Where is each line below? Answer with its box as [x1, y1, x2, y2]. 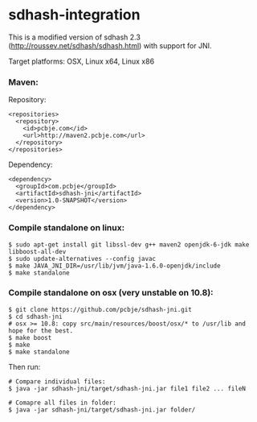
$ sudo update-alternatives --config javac [8, 254, 157, 263]
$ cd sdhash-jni [8, 312, 63, 321]
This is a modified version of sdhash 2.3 [8, 32, 141, 42]
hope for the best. [8, 326, 74, 335]
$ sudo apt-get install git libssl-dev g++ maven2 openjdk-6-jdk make [8, 240, 250, 249]
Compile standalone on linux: [8, 222, 125, 234]
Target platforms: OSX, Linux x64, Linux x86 [8, 56, 155, 66]
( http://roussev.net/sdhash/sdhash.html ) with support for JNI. [8, 40, 212, 50]
